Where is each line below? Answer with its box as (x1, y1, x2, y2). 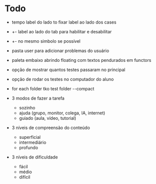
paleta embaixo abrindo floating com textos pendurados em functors (11, 57, 152, 63)
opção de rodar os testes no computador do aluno (11, 76, 114, 82)
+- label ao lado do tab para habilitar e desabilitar (11, 28, 112, 34)
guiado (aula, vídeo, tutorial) (19, 115, 77, 121)
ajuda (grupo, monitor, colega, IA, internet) (19, 110, 105, 116)
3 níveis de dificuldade (11, 154, 58, 160)
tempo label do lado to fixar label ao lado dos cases (11, 19, 117, 25)
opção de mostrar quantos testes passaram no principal (11, 67, 125, 73)
